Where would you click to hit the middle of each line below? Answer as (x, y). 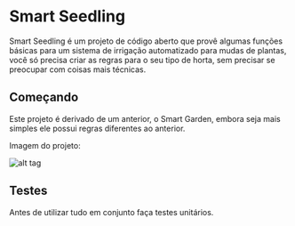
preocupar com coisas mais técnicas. (78, 69)
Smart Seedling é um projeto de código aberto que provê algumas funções (146, 41)
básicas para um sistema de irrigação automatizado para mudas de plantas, (148, 50)
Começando (44, 97)
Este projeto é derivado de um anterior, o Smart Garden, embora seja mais (145, 118)
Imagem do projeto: (45, 145)
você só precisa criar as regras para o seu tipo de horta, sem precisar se (142, 60)
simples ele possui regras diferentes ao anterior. (97, 128)
